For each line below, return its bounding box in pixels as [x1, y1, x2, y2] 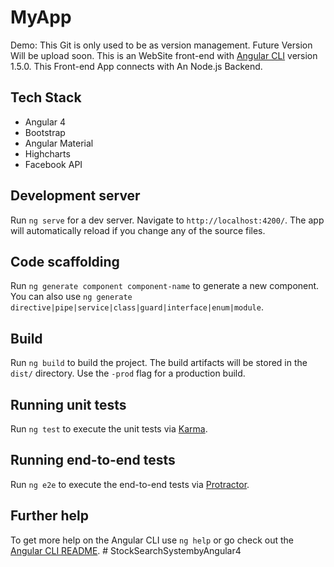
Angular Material [24, 137, 94, 149]
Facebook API [24, 158, 83, 170]
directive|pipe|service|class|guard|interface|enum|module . [10, 301, 264, 313]
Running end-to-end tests [10, 452, 176, 469]
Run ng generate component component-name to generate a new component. [10, 280, 320, 292]
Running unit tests [10, 396, 127, 413]
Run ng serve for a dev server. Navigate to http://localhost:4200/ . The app [10, 214, 325, 226]
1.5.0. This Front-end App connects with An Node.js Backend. [10, 60, 263, 72]
